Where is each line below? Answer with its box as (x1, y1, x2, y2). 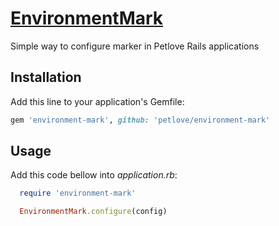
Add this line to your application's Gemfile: (10, 95, 185, 107)
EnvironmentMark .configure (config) (19, 207, 168, 217)
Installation (10, 69, 82, 86)
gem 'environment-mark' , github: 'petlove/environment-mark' (10, 115, 271, 125)
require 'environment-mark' (19, 188, 137, 199)
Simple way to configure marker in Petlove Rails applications (10, 40, 260, 52)
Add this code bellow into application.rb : (10, 169, 178, 181)
